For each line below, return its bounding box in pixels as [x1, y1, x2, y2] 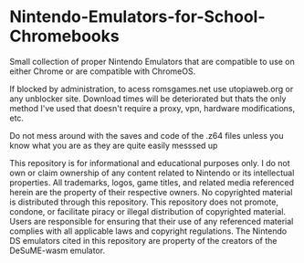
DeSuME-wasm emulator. [9, 245, 106, 256]
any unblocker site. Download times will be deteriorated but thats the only [9, 93, 287, 104]
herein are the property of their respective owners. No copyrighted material [9, 186, 293, 197]
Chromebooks [9, 26, 121, 47]
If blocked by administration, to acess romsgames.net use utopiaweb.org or [9, 83, 294, 94]
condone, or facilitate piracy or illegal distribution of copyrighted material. [9, 205, 286, 216]
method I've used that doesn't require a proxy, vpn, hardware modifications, [9, 102, 295, 113]
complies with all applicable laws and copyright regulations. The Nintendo [9, 226, 288, 237]
